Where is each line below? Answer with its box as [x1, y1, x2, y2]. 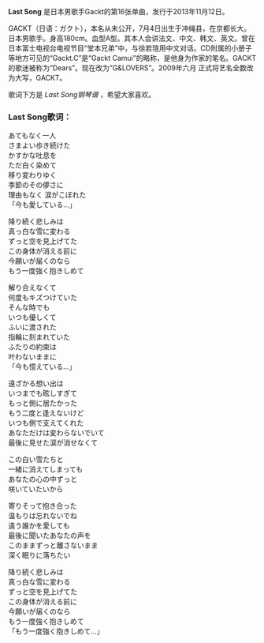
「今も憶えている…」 [8, 362, 76, 371]
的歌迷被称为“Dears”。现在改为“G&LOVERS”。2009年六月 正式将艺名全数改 [8, 63, 254, 73]
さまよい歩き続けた [8, 141, 71, 150]
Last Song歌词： [8, 111, 73, 122]
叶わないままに [8, 352, 57, 362]
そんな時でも [8, 303, 50, 312]
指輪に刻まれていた [8, 333, 71, 342]
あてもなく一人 [8, 131, 57, 141]
